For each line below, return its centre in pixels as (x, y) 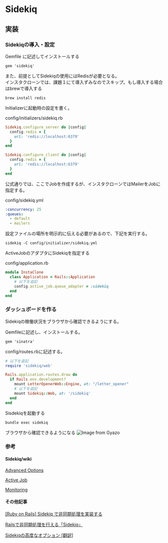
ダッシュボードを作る (31, 309)
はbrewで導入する (24, 88)
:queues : (14, 214)
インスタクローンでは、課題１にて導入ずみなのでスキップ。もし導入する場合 (84, 82)
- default (20, 219)
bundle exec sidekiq (27, 422)
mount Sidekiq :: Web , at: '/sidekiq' (53, 393)
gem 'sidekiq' (20, 66)
